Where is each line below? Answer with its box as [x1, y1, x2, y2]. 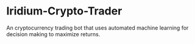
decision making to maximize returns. [6, 30, 101, 37]
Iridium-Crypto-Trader [6, 4, 122, 18]
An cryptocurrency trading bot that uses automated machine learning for [6, 24, 189, 31]
